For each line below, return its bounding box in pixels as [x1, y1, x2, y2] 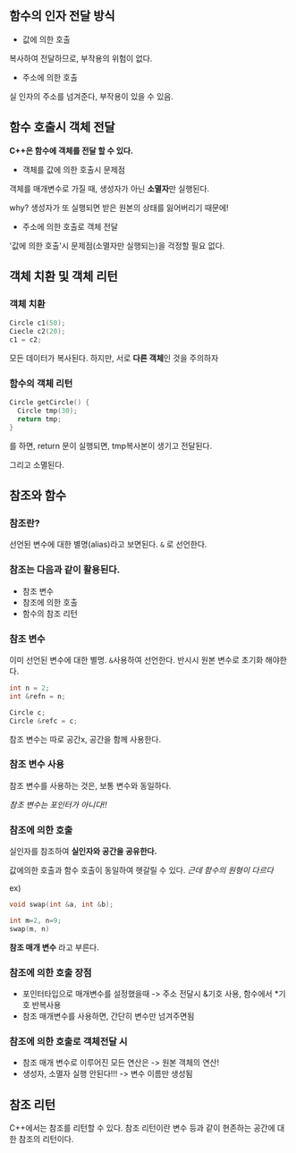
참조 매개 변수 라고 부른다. [9, 942, 100, 953]
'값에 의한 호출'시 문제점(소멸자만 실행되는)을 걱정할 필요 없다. [9, 240, 225, 250]
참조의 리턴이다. [18, 1134, 74, 1145]
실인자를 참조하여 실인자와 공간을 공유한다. [9, 846, 157, 857]
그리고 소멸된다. [9, 459, 65, 470]
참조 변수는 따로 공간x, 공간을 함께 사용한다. [9, 733, 162, 744]
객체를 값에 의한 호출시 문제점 [21, 164, 125, 174]
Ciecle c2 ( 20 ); [9, 327, 66, 336]
